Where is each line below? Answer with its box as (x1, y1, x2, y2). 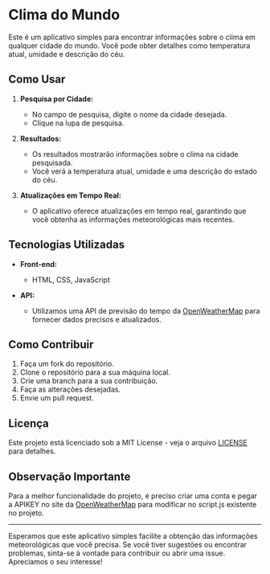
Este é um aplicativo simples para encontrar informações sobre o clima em (8, 32, 256, 42)
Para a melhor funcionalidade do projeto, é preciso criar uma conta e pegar (8, 491, 258, 500)
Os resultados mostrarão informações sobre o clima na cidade (31, 149, 239, 158)
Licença (8, 416, 50, 430)
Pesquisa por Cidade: (19, 94, 94, 104)
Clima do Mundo (8, 6, 121, 24)
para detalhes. (8, 446, 56, 456)
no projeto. (8, 508, 45, 518)
